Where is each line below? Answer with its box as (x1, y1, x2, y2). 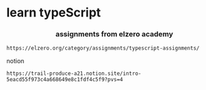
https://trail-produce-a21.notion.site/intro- (6, 70, 142, 77)
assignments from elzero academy (55, 30, 174, 39)
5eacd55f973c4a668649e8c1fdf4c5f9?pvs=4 (6, 76, 124, 83)
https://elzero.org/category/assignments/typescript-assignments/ (6, 45, 200, 52)
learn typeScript (6, 5, 101, 21)
